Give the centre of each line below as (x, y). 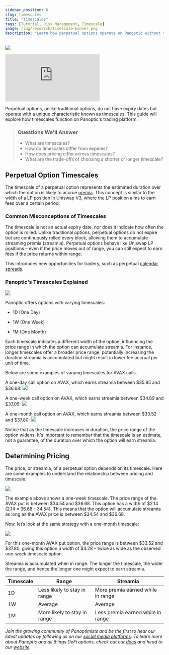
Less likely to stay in (62, 590)
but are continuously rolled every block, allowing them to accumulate (77, 238)
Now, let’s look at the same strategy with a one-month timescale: (72, 524)
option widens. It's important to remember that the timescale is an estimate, (83, 435)
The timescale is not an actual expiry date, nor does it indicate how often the (84, 227)
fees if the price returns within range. (44, 254)
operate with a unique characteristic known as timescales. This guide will (81, 114)
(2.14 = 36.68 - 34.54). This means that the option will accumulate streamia (83, 509)
